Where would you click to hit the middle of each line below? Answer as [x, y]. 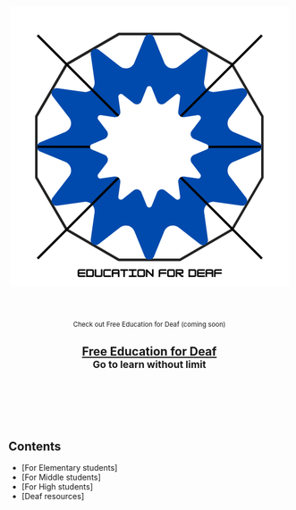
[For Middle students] [61, 477]
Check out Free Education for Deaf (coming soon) [149, 324]
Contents [35, 447]
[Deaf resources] [53, 497]
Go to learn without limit [149, 365]
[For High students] [57, 487]
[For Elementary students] [69, 468]
